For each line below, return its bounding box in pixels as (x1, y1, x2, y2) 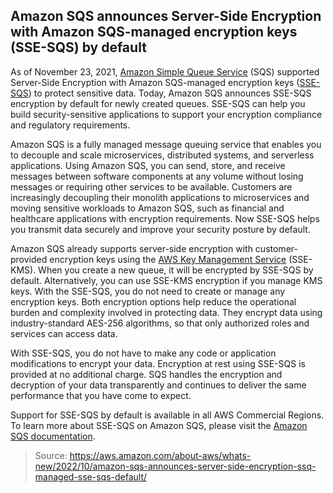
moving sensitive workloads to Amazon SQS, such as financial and (10, 202, 285, 214)
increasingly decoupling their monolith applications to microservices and (10, 191, 310, 203)
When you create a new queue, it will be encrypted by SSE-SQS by (38, 264, 314, 276)
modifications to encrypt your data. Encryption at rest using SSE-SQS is (10, 357, 306, 369)
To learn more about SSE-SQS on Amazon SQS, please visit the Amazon (10, 419, 308, 431)
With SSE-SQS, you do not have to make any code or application (10, 347, 277, 359)
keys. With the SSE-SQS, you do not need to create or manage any (10, 285, 286, 297)
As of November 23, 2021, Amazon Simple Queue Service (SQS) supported (10, 65, 320, 78)
